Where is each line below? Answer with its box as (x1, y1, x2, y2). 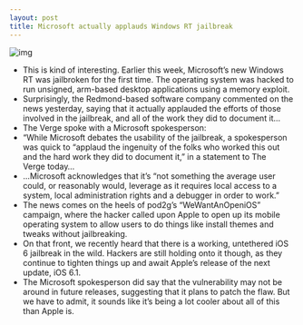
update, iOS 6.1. (22, 267, 82, 278)
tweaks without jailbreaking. (22, 228, 128, 239)
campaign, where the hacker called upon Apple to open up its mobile (22, 209, 281, 220)
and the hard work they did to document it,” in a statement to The (22, 151, 267, 162)
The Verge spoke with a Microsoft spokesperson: (22, 122, 207, 133)
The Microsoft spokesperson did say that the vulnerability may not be (22, 276, 283, 287)
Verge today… (22, 161, 75, 172)
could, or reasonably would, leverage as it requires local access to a (22, 180, 278, 191)
